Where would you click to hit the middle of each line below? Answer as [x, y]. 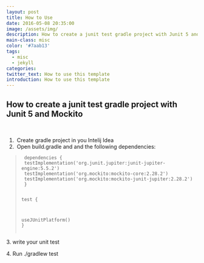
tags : [13, 52]
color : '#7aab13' [28, 46]
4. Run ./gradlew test [32, 253]
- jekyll [23, 63]
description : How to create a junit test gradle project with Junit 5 [97, 35]
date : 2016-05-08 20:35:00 [40, 23]
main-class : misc [28, 40]
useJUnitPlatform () [46, 220]
